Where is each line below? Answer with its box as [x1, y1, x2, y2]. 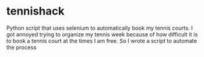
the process [6, 44, 37, 51]
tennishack [6, 4, 65, 18]
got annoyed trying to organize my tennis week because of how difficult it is [6, 30, 198, 38]
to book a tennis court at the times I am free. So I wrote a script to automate [6, 37, 197, 44]
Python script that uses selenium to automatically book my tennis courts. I [6, 24, 193, 32]
